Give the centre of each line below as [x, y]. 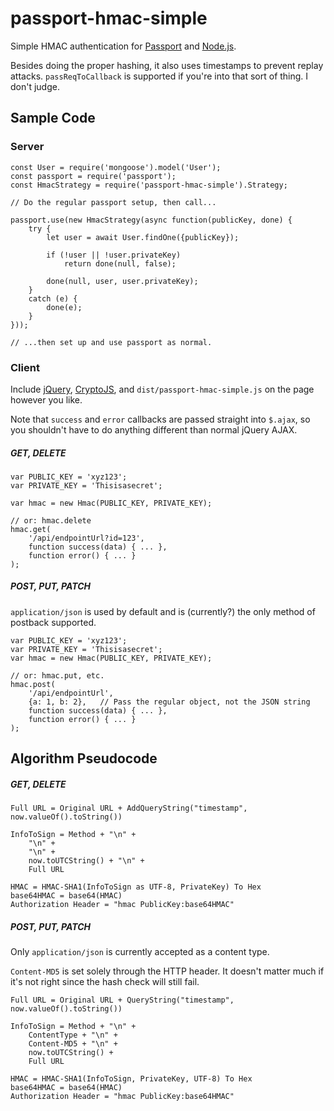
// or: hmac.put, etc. [57, 675]
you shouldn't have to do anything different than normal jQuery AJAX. [154, 429]
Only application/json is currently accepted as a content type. [140, 952]
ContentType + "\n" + [73, 1035]
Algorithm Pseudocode [84, 758]
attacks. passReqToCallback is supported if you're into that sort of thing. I [159, 76]
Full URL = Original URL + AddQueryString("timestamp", [129, 808]
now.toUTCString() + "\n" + [86, 861]
